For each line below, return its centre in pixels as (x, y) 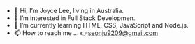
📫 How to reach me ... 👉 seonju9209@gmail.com (86, 33)
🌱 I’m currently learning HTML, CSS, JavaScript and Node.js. (101, 25)
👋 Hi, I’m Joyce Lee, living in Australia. (69, 11)
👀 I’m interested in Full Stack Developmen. (74, 18)
